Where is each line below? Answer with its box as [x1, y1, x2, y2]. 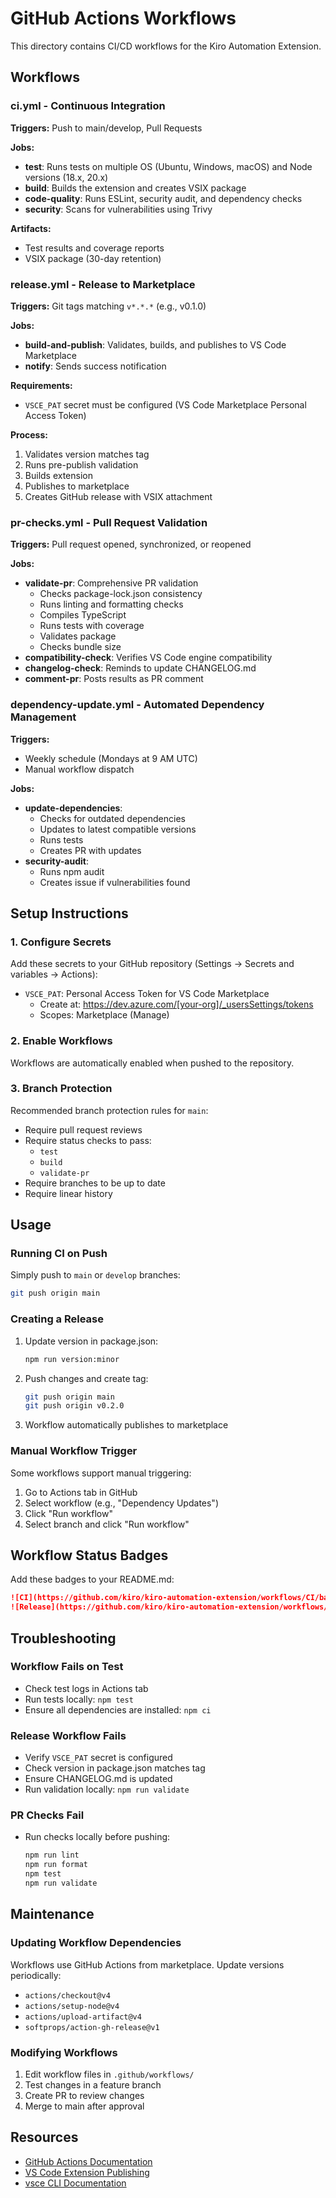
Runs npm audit [39, 865, 105, 877]
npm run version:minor [24, 1354, 120, 1364]
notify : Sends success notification [24, 360, 167, 372]
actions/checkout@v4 [24, 1990, 111, 2001]
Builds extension [24, 469, 94, 481]
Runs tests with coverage [39, 620, 145, 632]
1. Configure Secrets [10, 935, 112, 949]
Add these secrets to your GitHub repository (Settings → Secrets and [10, 958, 295, 970]
